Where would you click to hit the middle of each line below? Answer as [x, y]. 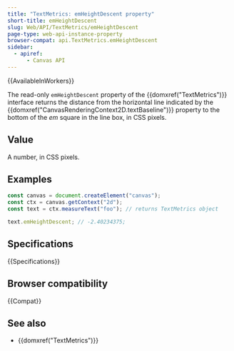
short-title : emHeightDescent [52, 21]
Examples [30, 179]
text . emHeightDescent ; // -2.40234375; [67, 222]
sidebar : [20, 47]
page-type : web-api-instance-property [65, 34]
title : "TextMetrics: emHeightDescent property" [81, 14]
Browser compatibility [58, 284]
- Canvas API [46, 61]
